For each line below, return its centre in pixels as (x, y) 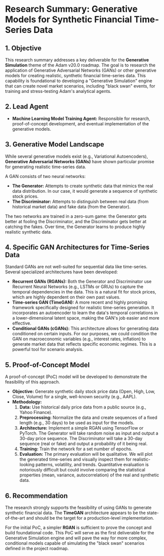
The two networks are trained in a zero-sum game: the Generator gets (76, 216)
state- (153, 513)
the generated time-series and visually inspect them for (75, 459)
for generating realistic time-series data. (46, 167)
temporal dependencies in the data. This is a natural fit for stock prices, (84, 292)
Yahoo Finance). (36, 412)
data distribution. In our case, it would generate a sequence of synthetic (85, 191)
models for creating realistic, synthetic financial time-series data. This (75, 75)
